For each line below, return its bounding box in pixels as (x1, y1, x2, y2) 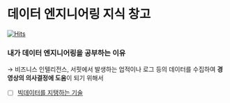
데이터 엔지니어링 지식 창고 (7, 6, 151, 22)
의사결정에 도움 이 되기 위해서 (25, 74, 104, 82)
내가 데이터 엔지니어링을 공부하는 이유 (7, 48, 126, 57)
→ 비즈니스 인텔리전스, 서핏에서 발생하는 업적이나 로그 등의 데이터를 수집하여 (7, 65, 216, 73)
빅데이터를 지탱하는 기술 (17, 88, 84, 97)
